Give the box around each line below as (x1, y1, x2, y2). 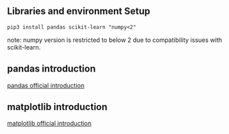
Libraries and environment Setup (7, 5, 151, 17)
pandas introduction (7, 63, 96, 75)
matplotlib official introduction (7, 120, 92, 128)
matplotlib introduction (7, 101, 108, 113)
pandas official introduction (7, 81, 84, 89)
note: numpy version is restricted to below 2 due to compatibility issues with (7, 36, 223, 44)
